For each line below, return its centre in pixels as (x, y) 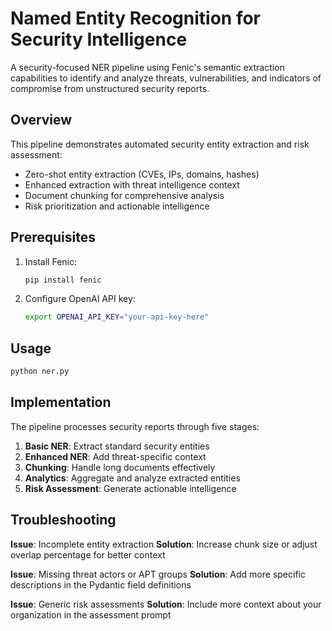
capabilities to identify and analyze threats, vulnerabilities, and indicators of (166, 78)
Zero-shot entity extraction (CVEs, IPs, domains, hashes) (142, 174)
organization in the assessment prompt (91, 614)
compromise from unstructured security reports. (110, 88)
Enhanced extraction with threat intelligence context (132, 184)
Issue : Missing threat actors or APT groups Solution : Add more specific (158, 574)
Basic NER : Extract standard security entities (117, 446)
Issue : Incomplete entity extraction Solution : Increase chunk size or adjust (164, 544)
